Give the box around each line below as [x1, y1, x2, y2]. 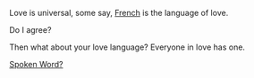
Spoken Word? [9, 59, 63, 69]
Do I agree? [9, 25, 52, 35]
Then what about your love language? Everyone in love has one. [9, 42, 246, 52]
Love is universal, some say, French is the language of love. [9, 8, 229, 18]
